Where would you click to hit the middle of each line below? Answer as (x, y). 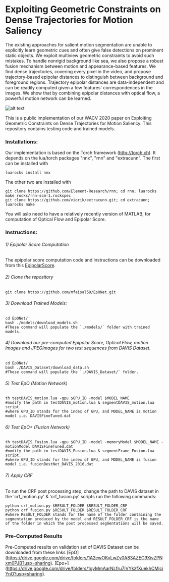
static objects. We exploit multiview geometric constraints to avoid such (80, 55)
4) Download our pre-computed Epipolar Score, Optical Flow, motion (77, 343)
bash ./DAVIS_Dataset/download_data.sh (47, 367)
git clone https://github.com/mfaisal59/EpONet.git (61, 292)
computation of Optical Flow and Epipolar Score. (55, 219)
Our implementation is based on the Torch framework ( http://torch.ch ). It (80, 153)
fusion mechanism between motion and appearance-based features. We (81, 66)
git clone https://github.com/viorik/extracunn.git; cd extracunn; (78, 200)
